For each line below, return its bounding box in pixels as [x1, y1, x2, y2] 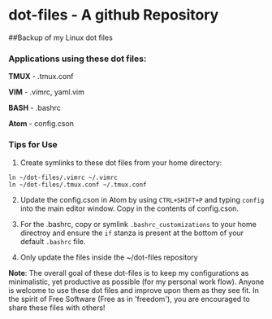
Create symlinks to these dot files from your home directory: [19, 157, 222, 168]
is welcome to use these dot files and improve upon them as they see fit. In [8, 285, 260, 295]
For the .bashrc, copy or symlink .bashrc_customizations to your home [19, 219, 257, 229]
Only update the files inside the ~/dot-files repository [19, 252, 198, 262]
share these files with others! [8, 303, 106, 312]
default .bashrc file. [19, 236, 86, 246]
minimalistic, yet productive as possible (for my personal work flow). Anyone [8, 277, 265, 286]
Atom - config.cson [8, 119, 75, 129]
